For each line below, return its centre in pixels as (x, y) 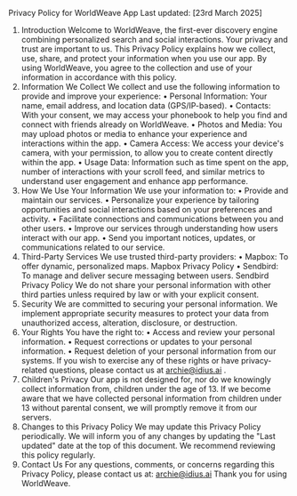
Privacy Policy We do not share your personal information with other (146, 285)
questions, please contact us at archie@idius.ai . (138, 370)
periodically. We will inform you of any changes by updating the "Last (148, 436)
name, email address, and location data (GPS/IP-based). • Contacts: (146, 105)
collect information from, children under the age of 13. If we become (146, 389)
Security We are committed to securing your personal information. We (149, 304)
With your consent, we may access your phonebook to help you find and (154, 115)
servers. (36, 417)
